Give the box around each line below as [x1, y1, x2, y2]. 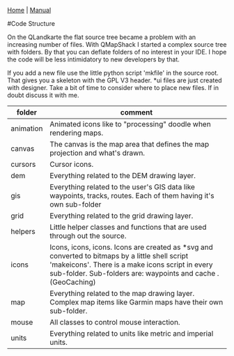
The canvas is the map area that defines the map [49, 140, 210, 149]
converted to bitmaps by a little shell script [49, 251, 189, 260]
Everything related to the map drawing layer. [49, 289, 195, 298]
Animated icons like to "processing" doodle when [49, 119, 211, 128]
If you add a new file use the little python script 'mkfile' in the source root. [7, 69, 219, 77]
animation [10, 124, 43, 133]
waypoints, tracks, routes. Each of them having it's [49, 191, 214, 200]
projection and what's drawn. [49, 148, 145, 158]
